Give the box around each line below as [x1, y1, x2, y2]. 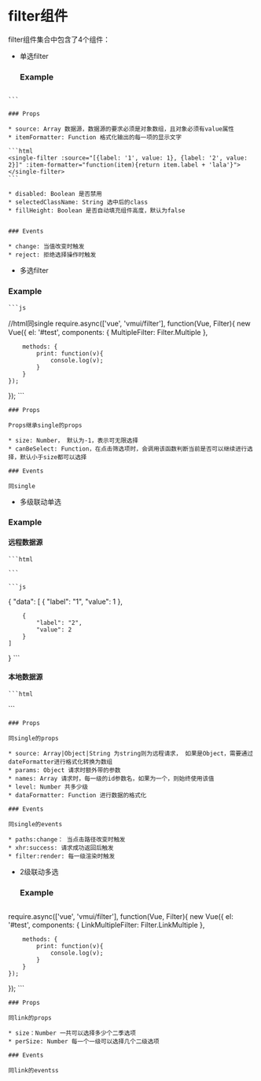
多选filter [19, 266, 49, 275]
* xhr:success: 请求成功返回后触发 [8, 844, 114, 851]
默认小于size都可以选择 [19, 453, 87, 461]
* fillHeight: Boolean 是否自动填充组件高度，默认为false [8, 207, 186, 215]
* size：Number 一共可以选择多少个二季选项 [8, 1029, 136, 1038]
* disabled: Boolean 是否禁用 [8, 190, 102, 198]
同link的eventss [8, 1067, 59, 1075]
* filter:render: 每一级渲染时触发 [8, 852, 116, 860]
